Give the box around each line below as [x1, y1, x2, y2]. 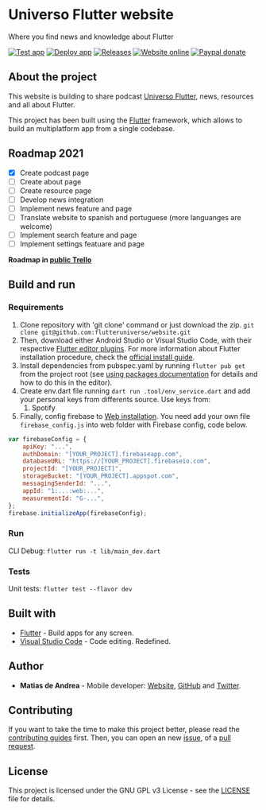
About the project [8, 70, 98, 84]
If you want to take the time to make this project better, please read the [8, 725, 240, 734]
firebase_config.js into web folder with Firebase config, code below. [19, 420, 248, 429]
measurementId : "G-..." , [22, 494, 105, 502]
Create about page [19, 176, 82, 186]
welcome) [19, 221, 53, 231]
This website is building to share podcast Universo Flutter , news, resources [8, 91, 254, 101]
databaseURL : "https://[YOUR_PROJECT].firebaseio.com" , [22, 457, 212, 466]
